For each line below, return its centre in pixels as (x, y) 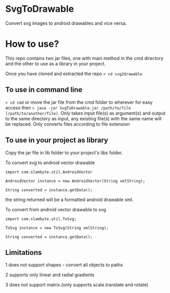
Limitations (24, 252)
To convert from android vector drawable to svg (56, 209)
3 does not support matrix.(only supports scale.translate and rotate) (77, 285)
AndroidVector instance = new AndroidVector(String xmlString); (75, 181)
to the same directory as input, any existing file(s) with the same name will (83, 118)
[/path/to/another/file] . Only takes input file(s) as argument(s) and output (86, 113)
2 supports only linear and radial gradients (50, 275)
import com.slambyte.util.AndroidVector (49, 172)
